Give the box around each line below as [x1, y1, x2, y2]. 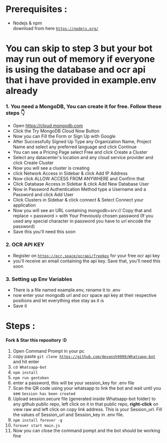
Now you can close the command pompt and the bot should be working [12, 428, 161, 434]
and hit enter [12, 359, 39, 365]
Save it [12, 303, 27, 309]
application [12, 202, 36, 208]
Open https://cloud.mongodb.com [12, 123, 83, 129]
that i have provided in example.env [5, 75, 157, 86]
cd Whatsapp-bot [12, 365, 47, 370]
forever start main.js [12, 423, 60, 429]
